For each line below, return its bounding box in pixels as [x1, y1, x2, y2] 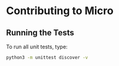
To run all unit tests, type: [6, 43, 68, 50]
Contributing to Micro [6, 4, 114, 18]
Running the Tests [6, 28, 75, 38]
